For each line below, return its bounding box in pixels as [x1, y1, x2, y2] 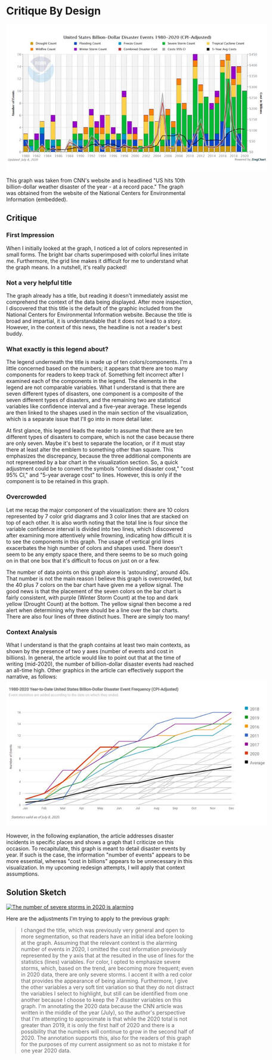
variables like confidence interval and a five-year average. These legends [6, 403, 187, 410]
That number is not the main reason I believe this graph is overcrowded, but [6, 574, 192, 582]
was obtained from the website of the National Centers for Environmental [6, 190, 186, 196]
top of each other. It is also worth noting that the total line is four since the [6, 519, 188, 526]
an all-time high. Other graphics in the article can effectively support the [6, 666, 184, 673]
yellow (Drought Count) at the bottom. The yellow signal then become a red [6, 600, 191, 607]
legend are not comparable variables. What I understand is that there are [6, 384, 185, 391]
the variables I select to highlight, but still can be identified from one [20, 990, 188, 997]
